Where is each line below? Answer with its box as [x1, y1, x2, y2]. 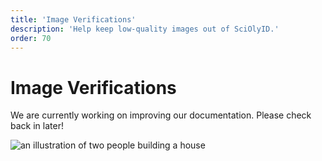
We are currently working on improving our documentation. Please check [10, 109, 312, 121]
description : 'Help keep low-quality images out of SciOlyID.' [10, 24, 280, 34]
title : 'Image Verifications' [10, 14, 137, 25]
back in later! [10, 120, 64, 132]
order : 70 [10, 33, 52, 43]
